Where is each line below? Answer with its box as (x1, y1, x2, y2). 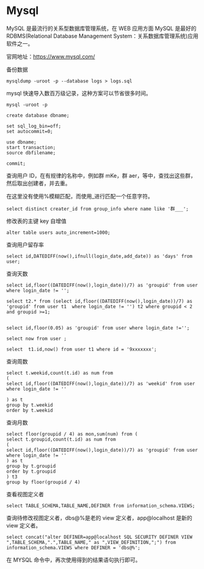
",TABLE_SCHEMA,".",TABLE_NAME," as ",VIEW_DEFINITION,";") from (6, 539, 176, 545)
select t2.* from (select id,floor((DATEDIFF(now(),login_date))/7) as (6, 298, 192, 304)
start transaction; (6, 144, 56, 150)
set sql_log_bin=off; (6, 123, 62, 129)
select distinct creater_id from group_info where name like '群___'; (6, 206, 189, 212)
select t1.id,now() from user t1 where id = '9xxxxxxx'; (6, 346, 157, 352)
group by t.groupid (6, 463, 56, 469)
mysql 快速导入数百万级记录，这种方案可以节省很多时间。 (6, 89, 151, 96)
